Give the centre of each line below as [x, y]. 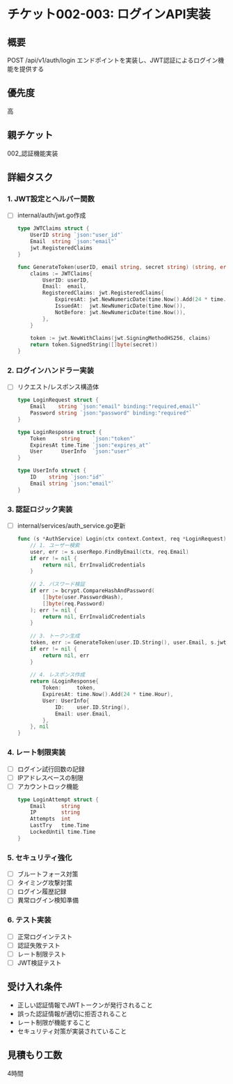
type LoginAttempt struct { [58, 799]
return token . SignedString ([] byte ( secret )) [94, 345]
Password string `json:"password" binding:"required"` [111, 413]
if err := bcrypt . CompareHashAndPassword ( [93, 591]
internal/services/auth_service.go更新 [71, 526]
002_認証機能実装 [33, 153]
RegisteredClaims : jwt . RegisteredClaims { [104, 293]
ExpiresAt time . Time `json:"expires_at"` [91, 445]
